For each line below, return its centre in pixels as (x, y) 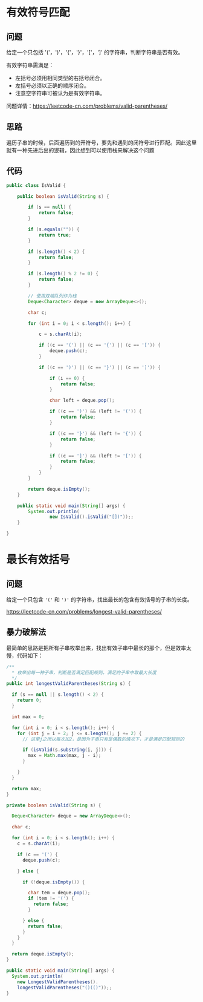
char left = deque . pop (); (82, 401)
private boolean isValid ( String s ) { (54, 805)
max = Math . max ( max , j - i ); (65, 756)
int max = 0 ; (28, 717)
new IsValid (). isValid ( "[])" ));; (92, 517)
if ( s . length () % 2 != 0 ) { (63, 274)
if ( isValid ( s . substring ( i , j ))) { (67, 750)
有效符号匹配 (38, 12)
